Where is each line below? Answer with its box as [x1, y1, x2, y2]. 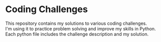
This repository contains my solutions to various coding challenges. [5, 20, 147, 26]
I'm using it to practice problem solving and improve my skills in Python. [5, 25, 156, 31]
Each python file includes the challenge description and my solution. [5, 31, 149, 37]
